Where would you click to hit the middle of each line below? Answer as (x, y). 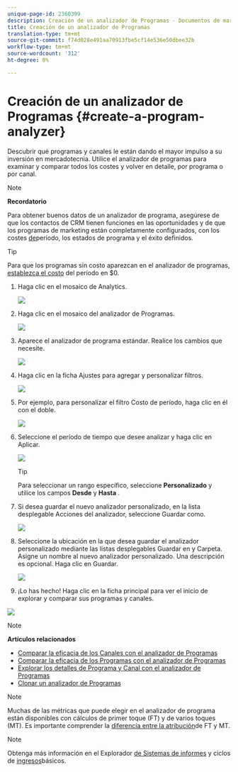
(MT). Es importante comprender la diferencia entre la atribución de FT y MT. (119, 725)
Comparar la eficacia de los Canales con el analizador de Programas (118, 653)
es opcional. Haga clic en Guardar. (68, 563)
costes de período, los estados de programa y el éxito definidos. (100, 238)
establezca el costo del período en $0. (63, 272)
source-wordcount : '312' (44, 54)
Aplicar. (29, 444)
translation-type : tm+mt (44, 34)
